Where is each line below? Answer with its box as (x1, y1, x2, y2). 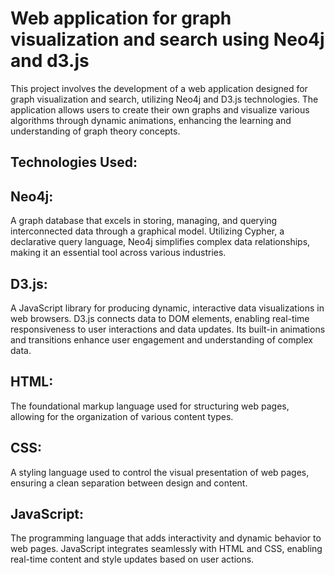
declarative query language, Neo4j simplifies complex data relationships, (10, 236, 311, 248)
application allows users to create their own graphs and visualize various (10, 103, 310, 116)
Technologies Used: (10, 154, 138, 171)
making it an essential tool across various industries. (10, 247, 227, 259)
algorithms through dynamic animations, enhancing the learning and (10, 114, 292, 126)
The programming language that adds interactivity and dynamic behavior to (10, 532, 322, 544)
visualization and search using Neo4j (10, 28, 325, 51)
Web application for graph (10, 7, 232, 30)
